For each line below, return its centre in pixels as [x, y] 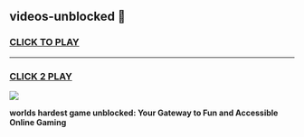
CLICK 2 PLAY [41, 76]
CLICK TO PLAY [44, 42]
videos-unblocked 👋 [68, 17]
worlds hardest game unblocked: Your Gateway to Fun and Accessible [144, 113]
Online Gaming [38, 122]
